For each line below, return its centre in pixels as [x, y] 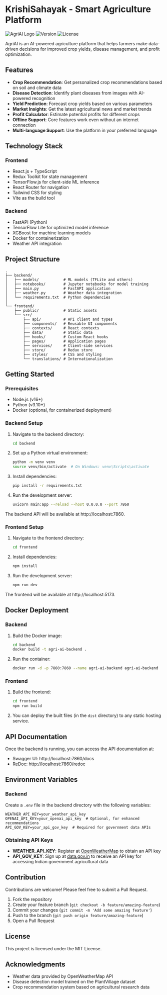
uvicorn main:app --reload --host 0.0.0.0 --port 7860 [71, 505]
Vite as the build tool [33, 198]
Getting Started [30, 374]
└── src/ [23, 315]
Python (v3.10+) [29, 405]
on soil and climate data [37, 87]
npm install [25, 566]
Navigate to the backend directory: [48, 434]
